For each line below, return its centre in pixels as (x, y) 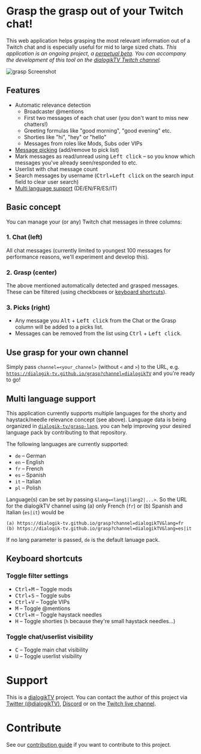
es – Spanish (30, 475)
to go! (13, 380)
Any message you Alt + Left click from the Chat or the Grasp (95, 321)
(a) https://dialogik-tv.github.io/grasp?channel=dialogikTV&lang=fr (95, 523)
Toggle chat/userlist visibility (50, 636)
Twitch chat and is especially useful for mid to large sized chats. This (91, 47)
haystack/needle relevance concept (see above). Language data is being (96, 419)
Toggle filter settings (37, 576)
